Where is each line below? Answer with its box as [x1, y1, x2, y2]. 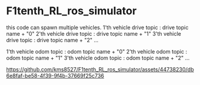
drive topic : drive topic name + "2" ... [6, 36, 99, 43]
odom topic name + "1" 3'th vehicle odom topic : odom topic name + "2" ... [6, 54, 190, 61]
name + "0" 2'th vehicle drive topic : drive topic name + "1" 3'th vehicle [6, 30, 181, 37]
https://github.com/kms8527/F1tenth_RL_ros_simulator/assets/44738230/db [6, 65, 194, 73]
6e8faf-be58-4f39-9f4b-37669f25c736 [6, 72, 104, 79]
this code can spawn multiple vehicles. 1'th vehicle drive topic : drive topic [6, 24, 189, 31]
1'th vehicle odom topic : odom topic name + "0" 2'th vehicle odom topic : [6, 48, 187, 55]
